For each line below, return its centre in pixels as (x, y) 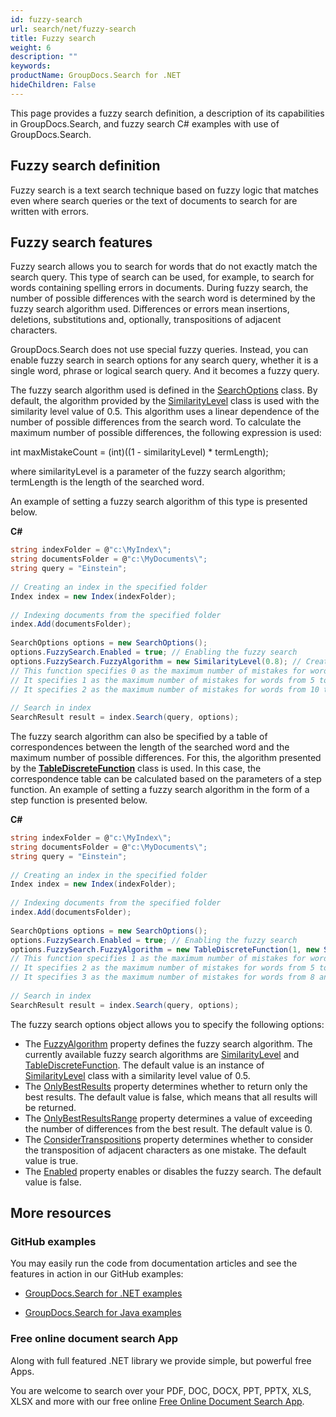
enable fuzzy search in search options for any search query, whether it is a (164, 360)
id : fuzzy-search (46, 19)
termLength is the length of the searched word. (107, 482)
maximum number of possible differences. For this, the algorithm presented (166, 757)
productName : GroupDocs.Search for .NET (96, 76)
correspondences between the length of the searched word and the (150, 747)
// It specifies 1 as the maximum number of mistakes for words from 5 (162, 680)
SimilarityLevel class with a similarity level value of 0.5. (137, 1075)
